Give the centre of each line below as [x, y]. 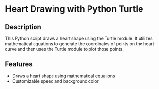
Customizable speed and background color [55, 81]
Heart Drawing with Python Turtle [74, 9]
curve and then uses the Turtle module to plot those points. [64, 49]
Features [19, 64]
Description [23, 27]
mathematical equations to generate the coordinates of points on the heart [79, 44]
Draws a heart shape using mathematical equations [63, 76]
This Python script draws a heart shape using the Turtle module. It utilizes [79, 38]
